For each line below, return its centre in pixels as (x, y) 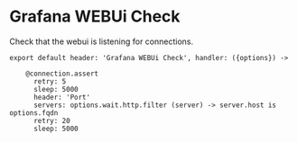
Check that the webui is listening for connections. (102, 41)
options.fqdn (34, 113)
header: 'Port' (62, 97)
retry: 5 (50, 81)
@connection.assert (62, 74)
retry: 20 (51, 120)
